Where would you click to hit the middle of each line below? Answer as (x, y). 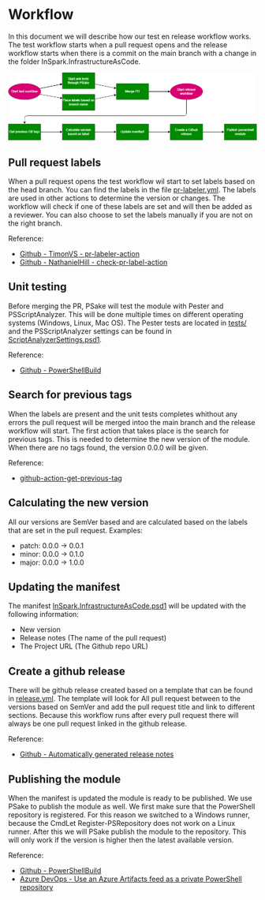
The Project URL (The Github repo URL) (84, 646)
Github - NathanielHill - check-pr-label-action (93, 263)
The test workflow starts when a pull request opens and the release (118, 44)
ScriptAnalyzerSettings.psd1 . (55, 339)
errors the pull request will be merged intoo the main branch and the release (132, 422)
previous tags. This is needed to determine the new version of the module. (129, 439)
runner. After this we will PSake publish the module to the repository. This (127, 831)
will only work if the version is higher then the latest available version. (121, 840)
